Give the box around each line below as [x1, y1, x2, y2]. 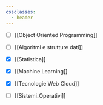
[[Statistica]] [14, 55, 46, 63]
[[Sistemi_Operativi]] [14, 92, 66, 99]
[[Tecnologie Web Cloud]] [14, 80, 79, 87]
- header [11, 15, 33, 21]
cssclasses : [5, 8, 36, 15]
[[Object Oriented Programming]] [14, 31, 98, 38]
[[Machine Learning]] [14, 67, 68, 75]
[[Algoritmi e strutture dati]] [14, 43, 83, 50]
